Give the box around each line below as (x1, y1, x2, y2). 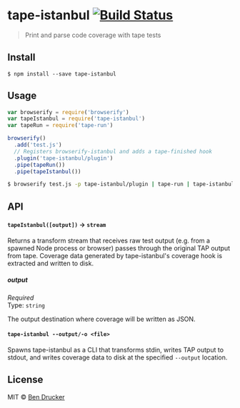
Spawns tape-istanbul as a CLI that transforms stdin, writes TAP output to (7, 346, 224, 355)
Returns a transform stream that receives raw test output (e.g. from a (7, 236, 211, 245)
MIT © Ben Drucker (7, 392, 66, 401)
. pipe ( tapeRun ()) (14, 161, 66, 168)
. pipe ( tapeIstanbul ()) (14, 168, 81, 175)
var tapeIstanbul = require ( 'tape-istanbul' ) (7, 115, 145, 123)
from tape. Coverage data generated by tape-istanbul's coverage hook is (7, 251, 223, 260)
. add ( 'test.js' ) (14, 141, 62, 149)
